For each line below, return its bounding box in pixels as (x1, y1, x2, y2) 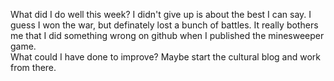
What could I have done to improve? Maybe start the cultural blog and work (10, 51, 321, 63)
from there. (10, 62, 57, 73)
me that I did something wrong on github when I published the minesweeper (10, 30, 325, 41)
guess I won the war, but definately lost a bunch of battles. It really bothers (10, 19, 319, 31)
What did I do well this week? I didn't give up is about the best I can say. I (10, 9, 312, 20)
